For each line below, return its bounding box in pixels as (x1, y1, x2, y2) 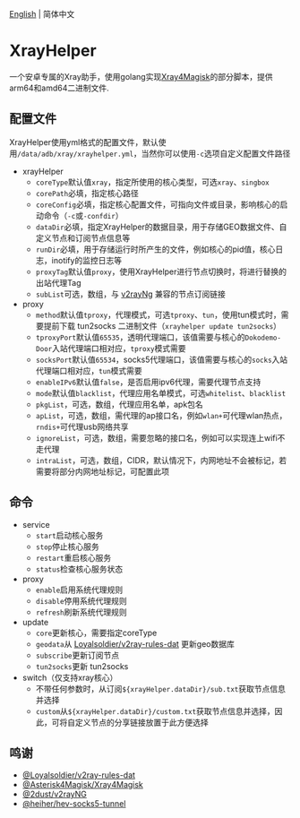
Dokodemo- (244, 333, 282, 342)
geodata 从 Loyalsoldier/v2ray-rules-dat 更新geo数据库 (35, 638, 236, 649)
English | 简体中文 (9, 9, 75, 19)
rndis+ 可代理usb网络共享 (35, 421, 129, 432)
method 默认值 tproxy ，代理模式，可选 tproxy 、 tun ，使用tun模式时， (35, 309, 282, 320)
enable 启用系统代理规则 (35, 584, 124, 595)
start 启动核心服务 (35, 530, 104, 540)
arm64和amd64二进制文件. (9, 82, 109, 93)
